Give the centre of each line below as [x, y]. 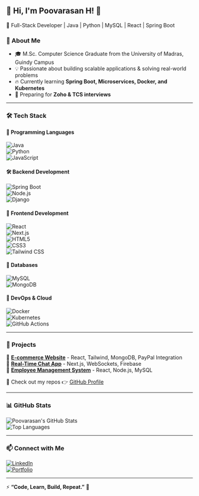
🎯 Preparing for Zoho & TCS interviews [63, 95]
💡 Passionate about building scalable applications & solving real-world [100, 69]
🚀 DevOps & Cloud [29, 298]
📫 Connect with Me [35, 448]
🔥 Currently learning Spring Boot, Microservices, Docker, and [91, 82]
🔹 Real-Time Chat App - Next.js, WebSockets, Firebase [74, 364]
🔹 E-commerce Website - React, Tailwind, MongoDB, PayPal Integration [94, 357]
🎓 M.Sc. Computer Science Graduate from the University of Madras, [99, 54]
